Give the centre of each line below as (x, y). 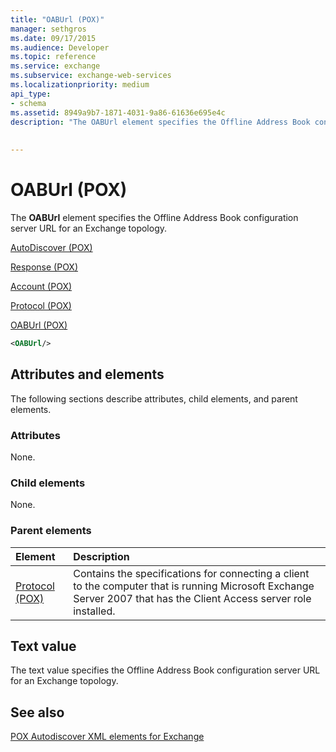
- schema (28, 103)
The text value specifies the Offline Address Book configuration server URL (165, 670)
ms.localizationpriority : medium (80, 85)
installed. (94, 611)
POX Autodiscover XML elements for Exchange (107, 737)
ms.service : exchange (55, 66)
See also (37, 712)
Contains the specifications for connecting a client (191, 573)
